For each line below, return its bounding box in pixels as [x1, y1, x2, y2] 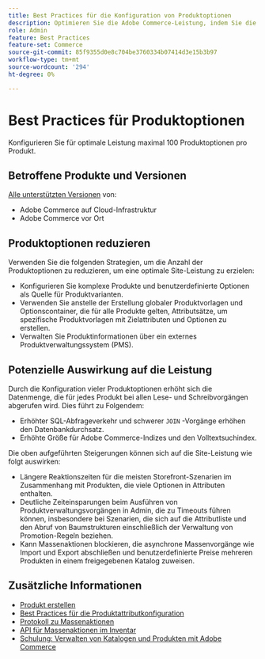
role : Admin [8, 26, 47, 34]
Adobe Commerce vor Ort [19, 214, 104, 223]
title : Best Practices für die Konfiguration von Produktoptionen [8, 11, 232, 20]
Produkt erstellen [19, 600, 76, 609]
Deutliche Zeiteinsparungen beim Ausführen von [19, 498, 178, 506]
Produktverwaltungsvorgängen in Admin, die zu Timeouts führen [19, 506, 231, 515]
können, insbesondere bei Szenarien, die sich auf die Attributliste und [19, 514, 247, 523]
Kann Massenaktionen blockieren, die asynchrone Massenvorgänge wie [19, 540, 255, 548]
